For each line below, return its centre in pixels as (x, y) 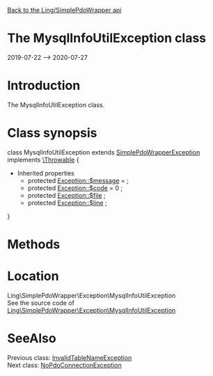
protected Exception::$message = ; (78, 180)
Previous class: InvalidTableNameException (70, 357)
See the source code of (41, 303)
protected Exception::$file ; (66, 195)
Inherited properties (46, 173)
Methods (34, 244)
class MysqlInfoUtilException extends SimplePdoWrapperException (104, 152)
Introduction (44, 86)
